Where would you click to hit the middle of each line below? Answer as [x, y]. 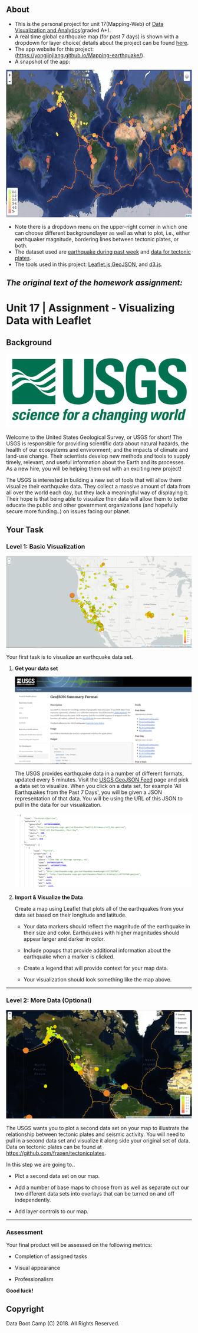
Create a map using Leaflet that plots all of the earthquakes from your [99, 908]
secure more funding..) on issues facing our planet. [68, 511]
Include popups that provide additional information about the [97, 950]
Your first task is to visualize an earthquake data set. [70, 656]
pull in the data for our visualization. [58, 805]
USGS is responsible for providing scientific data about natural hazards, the [98, 443]
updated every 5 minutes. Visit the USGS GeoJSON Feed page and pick [101, 780]
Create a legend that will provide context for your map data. [96, 968]
